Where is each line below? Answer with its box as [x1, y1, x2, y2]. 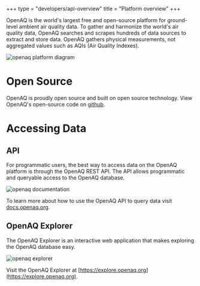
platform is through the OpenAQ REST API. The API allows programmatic [6, 168, 185, 175]
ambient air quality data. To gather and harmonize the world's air [19, 23, 179, 30]
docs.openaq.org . [6, 203, 50, 211]
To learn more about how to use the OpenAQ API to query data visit [6, 197, 172, 204]
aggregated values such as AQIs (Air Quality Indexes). [6, 42, 140, 49]
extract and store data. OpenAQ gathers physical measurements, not [6, 36, 176, 42]
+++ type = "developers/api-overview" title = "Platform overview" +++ [6, 5, 181, 12]
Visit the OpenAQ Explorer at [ [6, 266, 81, 273]
